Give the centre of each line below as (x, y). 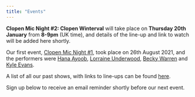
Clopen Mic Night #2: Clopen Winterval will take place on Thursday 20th (96, 28)
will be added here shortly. (38, 41)
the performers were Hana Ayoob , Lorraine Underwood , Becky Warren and (97, 58)
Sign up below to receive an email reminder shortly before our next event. (95, 87)
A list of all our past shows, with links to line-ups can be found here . (88, 76)
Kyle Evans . (20, 65)
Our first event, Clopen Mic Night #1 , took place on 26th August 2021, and (96, 52)
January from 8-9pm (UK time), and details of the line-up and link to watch (98, 34)
